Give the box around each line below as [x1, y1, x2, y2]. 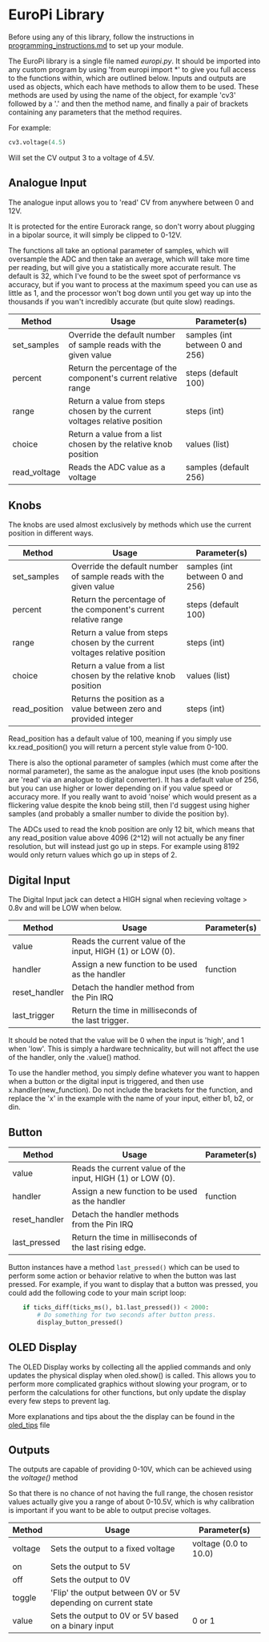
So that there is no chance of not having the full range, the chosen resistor [8, 1489, 254, 1498]
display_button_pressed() [37, 1318, 124, 1326]
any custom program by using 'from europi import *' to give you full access [8, 64, 256, 74]
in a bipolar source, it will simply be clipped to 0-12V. [8, 230, 183, 240]
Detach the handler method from [71, 982, 195, 993]
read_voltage [12, 467, 61, 478]
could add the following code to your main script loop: [8, 1288, 187, 1298]
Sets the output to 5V [50, 1561, 130, 1572]
